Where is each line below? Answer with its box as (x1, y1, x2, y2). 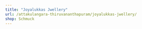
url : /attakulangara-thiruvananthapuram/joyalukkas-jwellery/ (5, 12, 137, 17)
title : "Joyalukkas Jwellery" (5, 7, 68, 12)
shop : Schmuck (5, 16, 35, 21)
